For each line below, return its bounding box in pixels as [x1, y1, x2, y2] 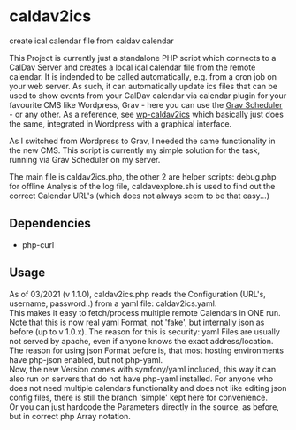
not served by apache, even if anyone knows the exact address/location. [9, 335, 274, 346]
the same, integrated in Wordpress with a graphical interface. [9, 118, 232, 129]
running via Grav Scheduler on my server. [9, 154, 161, 165]
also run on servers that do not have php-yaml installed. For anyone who [9, 373, 274, 384]
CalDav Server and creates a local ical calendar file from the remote [9, 62, 256, 73]
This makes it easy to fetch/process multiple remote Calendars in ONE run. [9, 307, 281, 318]
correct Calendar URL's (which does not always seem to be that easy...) [9, 190, 270, 201]
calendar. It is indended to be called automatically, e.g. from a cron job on [9, 71, 277, 81]
